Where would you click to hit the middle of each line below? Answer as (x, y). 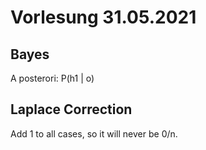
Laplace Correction (71, 109)
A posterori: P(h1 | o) (52, 78)
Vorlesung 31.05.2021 (103, 17)
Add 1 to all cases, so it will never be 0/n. (94, 133)
